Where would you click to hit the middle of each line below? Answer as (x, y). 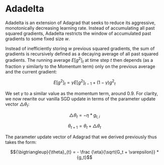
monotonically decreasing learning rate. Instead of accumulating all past (80, 28)
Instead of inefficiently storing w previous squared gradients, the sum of (80, 48)
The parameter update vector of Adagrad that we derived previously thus (81, 137)
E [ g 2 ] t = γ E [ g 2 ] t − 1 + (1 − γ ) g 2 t (85, 82)
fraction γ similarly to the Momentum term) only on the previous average (80, 66)
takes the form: (21, 142)
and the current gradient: (31, 72)
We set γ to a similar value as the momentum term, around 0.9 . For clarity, (82, 93)
